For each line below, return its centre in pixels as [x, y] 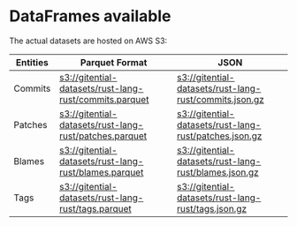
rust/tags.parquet [95, 208]
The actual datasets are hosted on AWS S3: [88, 41]
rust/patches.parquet [103, 136]
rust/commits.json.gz [221, 99]
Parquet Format [114, 62]
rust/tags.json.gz [212, 208]
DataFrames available [90, 16]
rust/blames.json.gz [217, 172]
